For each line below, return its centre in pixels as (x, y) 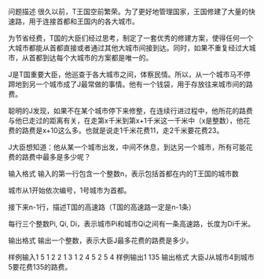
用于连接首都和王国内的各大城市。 (84, 21)
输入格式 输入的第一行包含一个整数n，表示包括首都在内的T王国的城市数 (124, 174)
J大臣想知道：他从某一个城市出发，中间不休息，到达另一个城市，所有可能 (127, 147)
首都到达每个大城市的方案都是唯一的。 (91, 58)
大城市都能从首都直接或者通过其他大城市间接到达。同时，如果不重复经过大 (128, 48)
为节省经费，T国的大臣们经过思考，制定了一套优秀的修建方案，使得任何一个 (131, 38)
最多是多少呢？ (66, 157)
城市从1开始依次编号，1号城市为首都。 (70, 190)
